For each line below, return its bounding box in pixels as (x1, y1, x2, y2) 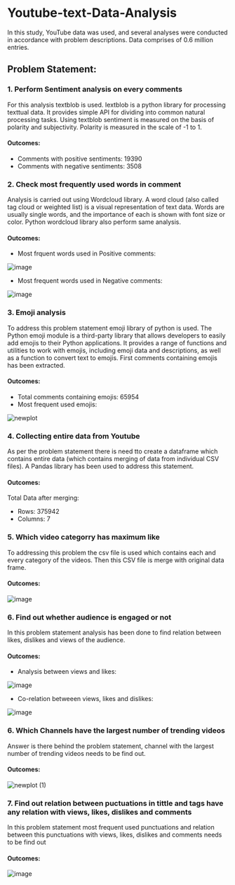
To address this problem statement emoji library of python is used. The (7, 324, 213, 332)
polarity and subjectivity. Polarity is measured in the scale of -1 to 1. (7, 123, 202, 131)
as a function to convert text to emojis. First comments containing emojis (7, 353, 217, 362)
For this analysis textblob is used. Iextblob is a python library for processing (7, 100, 226, 109)
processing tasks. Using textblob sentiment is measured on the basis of (7, 115, 215, 124)
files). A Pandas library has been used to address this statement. (7, 462, 194, 471)
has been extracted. (7, 361, 65, 369)
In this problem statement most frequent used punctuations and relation (7, 823, 215, 832)
